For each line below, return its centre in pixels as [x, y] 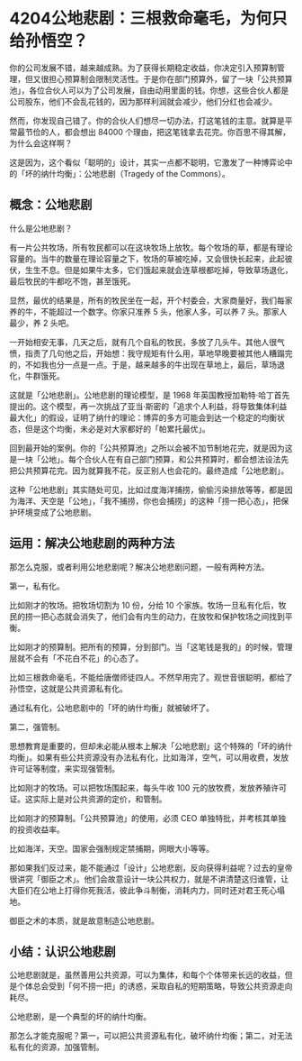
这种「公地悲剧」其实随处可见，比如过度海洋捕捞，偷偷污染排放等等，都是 [147, 489]
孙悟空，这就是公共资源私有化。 [68, 688]
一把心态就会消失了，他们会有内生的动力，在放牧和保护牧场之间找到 [159, 616]
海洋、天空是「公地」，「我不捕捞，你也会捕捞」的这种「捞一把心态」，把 [149, 500]
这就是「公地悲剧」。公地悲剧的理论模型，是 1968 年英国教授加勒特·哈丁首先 [150, 395]
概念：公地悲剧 [51, 205]
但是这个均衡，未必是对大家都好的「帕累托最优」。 [117, 428]
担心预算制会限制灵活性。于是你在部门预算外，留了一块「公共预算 [170, 78]
